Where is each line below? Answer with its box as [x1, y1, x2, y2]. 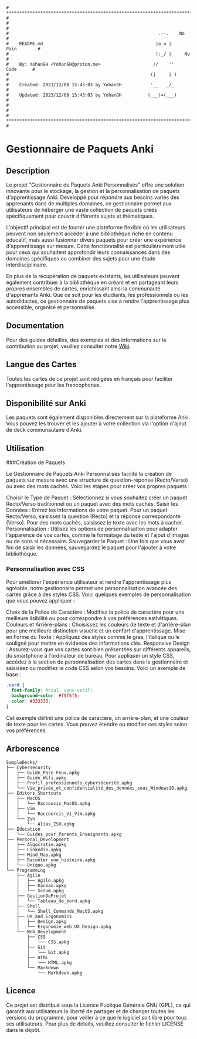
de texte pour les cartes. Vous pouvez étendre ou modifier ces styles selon [6, 720, 188, 727]
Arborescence [6, 744, 60, 754]
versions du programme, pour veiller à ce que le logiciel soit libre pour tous [6, 1014, 187, 1021]
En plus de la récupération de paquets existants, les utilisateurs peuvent [6, 273, 180, 279]
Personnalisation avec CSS [6, 565, 85, 573]
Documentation [6, 321, 64, 331]
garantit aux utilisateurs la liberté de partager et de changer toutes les [6, 1007, 175, 1014]
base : [6, 671, 22, 678]
